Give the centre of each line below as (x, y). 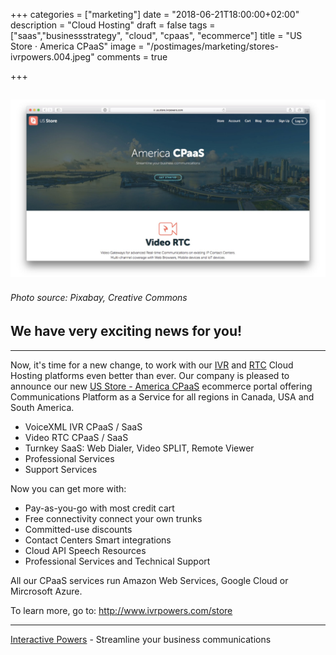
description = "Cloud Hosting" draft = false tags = (113, 25)
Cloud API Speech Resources (85, 550)
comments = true (132, 57)
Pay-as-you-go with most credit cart (99, 508)
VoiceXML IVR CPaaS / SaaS (83, 426)
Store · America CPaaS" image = (77, 46)
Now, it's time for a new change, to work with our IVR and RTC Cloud (152, 365)
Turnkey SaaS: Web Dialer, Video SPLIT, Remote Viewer (139, 448)
